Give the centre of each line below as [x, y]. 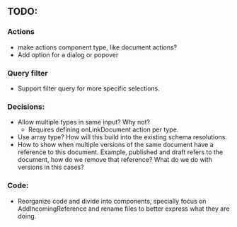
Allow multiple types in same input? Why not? [84, 122]
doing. [27, 216]
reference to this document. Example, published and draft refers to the [120, 152]
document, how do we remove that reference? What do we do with [115, 160]
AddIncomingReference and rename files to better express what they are [123, 209]
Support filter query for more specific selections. [89, 88]
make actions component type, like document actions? [97, 47]
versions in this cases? [51, 167]
